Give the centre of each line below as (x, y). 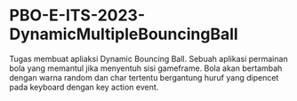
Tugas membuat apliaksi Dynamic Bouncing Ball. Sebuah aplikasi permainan (148, 58)
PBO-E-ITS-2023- (77, 16)
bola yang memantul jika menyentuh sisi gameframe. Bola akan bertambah (146, 68)
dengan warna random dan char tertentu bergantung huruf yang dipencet (144, 77)
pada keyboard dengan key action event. (84, 87)
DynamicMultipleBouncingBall (124, 34)
